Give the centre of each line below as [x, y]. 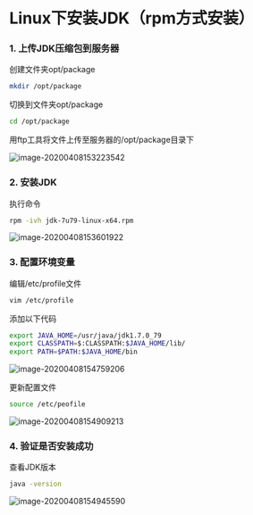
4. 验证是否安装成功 [51, 446]
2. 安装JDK [33, 182]
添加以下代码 [33, 319]
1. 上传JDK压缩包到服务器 [64, 48]
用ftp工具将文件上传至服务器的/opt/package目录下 [102, 140]
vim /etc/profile [42, 300]
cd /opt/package [39, 121]
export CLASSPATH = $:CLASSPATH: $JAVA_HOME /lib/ [97, 344]
